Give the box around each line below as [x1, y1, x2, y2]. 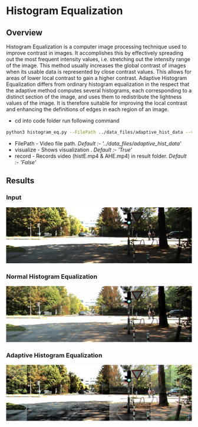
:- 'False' [14, 158, 37, 165]
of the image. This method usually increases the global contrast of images [6, 62, 186, 69]
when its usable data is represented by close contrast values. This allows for [6, 68, 192, 75]
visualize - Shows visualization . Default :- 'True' [14, 146, 133, 153]
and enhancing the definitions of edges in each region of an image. [6, 106, 169, 112]
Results [6, 176, 35, 186]
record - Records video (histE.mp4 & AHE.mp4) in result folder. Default [14, 152, 187, 160]
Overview [6, 28, 43, 38]
